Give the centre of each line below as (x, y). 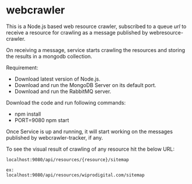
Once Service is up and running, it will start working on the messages (90, 131)
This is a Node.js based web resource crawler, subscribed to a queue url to (96, 26)
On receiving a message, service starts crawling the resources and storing (96, 50)
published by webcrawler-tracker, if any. (55, 137)
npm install (28, 114)
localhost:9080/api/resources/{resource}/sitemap (68, 159)
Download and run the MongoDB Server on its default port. (85, 85)
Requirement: (22, 67)
